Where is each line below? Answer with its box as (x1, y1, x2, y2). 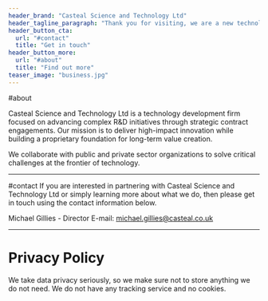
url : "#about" (15, 57, 62, 65)
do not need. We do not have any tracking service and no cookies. (8, 283, 227, 293)
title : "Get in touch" (15, 42, 91, 50)
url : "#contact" (15, 34, 69, 42)
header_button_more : (8, 49, 77, 57)
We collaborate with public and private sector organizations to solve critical (8, 149, 256, 159)
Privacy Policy (8, 248, 105, 267)
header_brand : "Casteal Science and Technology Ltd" (8, 11, 187, 20)
